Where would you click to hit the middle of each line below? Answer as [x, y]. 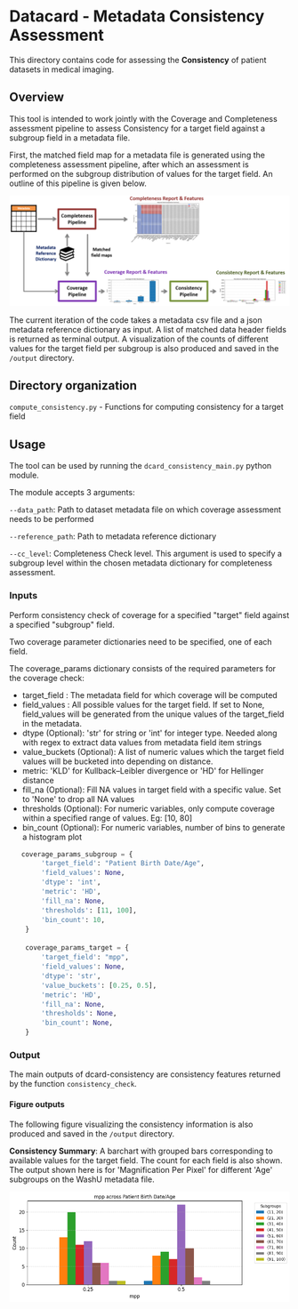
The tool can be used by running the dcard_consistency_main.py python [141, 466]
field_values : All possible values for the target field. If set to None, [143, 704]
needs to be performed [52, 519]
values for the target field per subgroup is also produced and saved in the [144, 348]
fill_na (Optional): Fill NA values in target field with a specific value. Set [152, 790]
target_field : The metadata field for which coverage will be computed [149, 695]
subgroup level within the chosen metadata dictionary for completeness [141, 563]
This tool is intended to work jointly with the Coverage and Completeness [143, 118]
